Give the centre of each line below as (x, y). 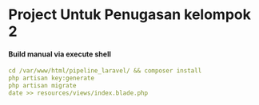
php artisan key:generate (51, 78)
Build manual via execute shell (60, 54)
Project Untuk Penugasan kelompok (130, 15)
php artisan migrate (43, 86)
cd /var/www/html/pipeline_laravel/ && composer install (105, 71)
